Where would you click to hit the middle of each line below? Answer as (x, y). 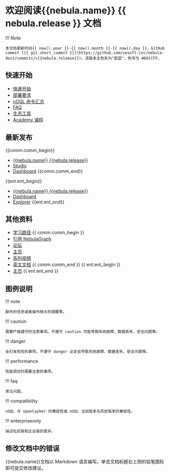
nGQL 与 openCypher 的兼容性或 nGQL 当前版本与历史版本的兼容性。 (70, 411)
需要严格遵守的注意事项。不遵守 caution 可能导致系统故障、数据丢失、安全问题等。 (83, 332)
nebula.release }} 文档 (53, 23)
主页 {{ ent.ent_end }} (35, 271)
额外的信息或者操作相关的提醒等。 (36, 312)
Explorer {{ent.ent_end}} (39, 202)
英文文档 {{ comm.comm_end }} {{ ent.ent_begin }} (67, 264)
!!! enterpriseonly (23, 421)
